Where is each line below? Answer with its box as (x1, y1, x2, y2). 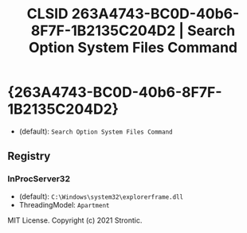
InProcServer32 (7, 173, 71, 184)
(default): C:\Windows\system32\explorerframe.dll (18, 192, 184, 201)
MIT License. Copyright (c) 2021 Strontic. (7, 216, 143, 225)
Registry (7, 150, 51, 163)
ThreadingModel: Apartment (18, 200, 110, 209)
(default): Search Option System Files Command (18, 126, 173, 136)
